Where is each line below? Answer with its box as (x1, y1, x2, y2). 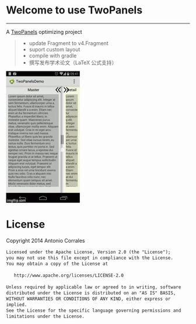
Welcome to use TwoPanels (6, 4, 143, 17)
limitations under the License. (6, 313, 85, 319)
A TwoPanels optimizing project (6, 28, 82, 35)
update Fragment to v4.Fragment (29, 39, 109, 47)
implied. (6, 302, 27, 308)
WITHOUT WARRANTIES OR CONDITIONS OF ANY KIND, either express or (6, 296, 171, 302)
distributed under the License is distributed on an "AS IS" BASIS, (6, 290, 176, 296)
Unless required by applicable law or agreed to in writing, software (6, 284, 181, 290)
